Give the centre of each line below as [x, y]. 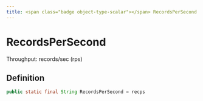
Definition [25, 78]
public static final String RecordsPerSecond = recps [76, 92]
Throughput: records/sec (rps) [45, 59]
